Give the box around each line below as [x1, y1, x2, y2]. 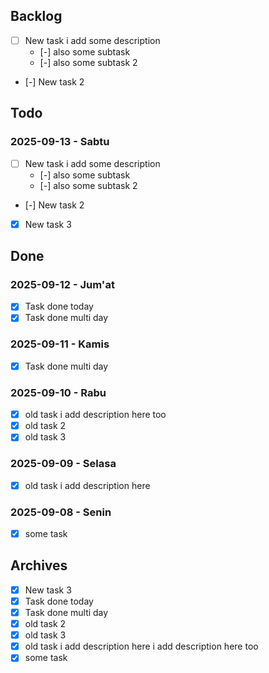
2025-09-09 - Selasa [10, 457, 117, 471]
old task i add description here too [24, 409, 167, 421]
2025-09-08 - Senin [10, 505, 112, 519]
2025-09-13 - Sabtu [10, 135, 110, 149]
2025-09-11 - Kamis [10, 337, 110, 351]
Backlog [10, 8, 63, 25]
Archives [10, 557, 68, 574]
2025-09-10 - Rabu [10, 385, 107, 399]
